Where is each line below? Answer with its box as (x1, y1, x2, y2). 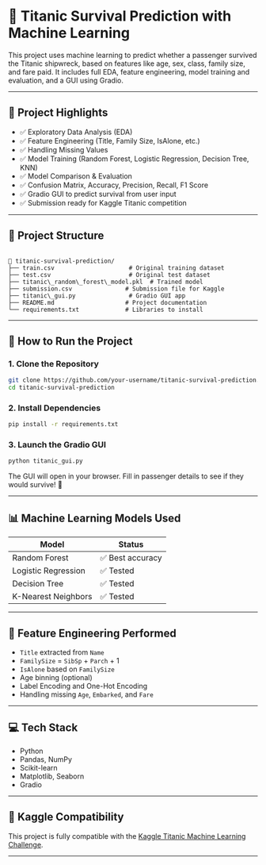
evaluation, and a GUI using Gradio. (8, 75, 124, 85)
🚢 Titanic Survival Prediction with (8, 7, 232, 25)
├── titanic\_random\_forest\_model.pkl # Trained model (8, 278, 203, 286)
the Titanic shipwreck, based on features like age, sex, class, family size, (8, 59, 245, 68)
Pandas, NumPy (19, 754, 73, 764)
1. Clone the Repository (8, 358, 99, 369)
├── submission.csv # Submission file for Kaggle (8, 285, 225, 293)
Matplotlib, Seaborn (19, 771, 85, 781)
